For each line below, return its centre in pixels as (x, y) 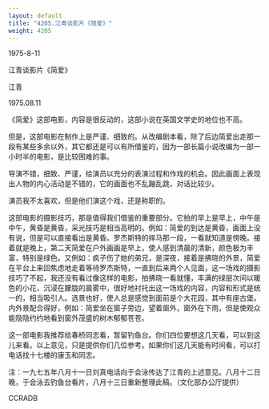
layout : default (35, 16)
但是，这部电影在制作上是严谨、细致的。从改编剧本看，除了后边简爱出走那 (131, 136)
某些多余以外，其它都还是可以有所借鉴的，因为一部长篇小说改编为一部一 (141, 147)
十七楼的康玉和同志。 (64, 355)
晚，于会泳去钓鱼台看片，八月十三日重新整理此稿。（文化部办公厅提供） (126, 383)
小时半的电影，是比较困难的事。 (61, 156)
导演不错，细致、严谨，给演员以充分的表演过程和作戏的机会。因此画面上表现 (134, 174)
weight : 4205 (30, 30)
